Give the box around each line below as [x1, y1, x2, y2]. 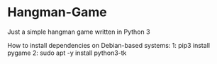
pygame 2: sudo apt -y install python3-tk [7, 49, 127, 57]
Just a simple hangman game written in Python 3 [7, 27, 150, 36]
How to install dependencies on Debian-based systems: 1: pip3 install [7, 41, 211, 49]
